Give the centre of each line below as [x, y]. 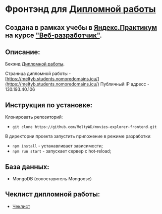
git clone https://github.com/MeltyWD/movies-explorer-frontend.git [84, 127]
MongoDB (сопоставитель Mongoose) [52, 179]
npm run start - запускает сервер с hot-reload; [62, 151]
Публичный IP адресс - [125, 84]
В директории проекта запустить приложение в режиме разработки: [79, 136]
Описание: [23, 52]
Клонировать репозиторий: [34, 117]
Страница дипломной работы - [38, 73]
